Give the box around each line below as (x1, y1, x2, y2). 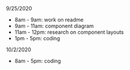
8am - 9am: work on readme (14, 16, 84, 23)
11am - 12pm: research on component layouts (14, 29, 124, 36)
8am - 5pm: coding (14, 58, 61, 64)
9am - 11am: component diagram (14, 23, 94, 29)
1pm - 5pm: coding (14, 35, 60, 41)
